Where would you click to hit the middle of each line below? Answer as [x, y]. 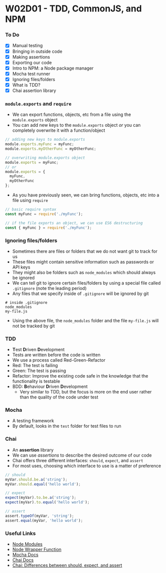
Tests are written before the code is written [56, 355]
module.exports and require [38, 103]
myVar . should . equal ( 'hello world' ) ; [43, 484]
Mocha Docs [25, 555]
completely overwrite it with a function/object [59, 130]
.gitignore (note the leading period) [49, 288]
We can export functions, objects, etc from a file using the [72, 114]
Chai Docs [23, 560]
